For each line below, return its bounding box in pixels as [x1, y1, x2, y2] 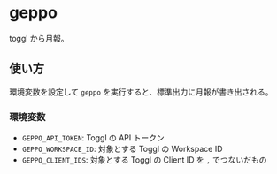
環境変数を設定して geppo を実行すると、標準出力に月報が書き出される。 [9, 87, 273, 97]
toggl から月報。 [9, 33, 69, 43]
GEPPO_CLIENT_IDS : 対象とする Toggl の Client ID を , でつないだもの [21, 155, 267, 165]
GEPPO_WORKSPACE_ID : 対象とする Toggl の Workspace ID [21, 144, 223, 155]
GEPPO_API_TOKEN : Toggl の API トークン [21, 132, 165, 143]
